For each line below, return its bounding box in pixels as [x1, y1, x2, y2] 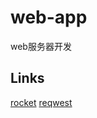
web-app [10, 6, 88, 29]
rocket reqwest [10, 96, 73, 108]
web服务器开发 [10, 40, 72, 52]
